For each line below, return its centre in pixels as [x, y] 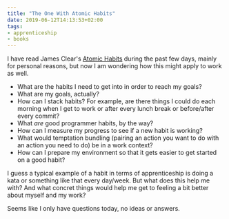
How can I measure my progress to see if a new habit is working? [110, 131]
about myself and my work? [47, 195]
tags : [15, 26]
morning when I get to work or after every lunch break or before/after [116, 109]
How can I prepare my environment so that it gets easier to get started [117, 153]
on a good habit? [41, 160]
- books [18, 39]
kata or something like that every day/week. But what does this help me [109, 180]
